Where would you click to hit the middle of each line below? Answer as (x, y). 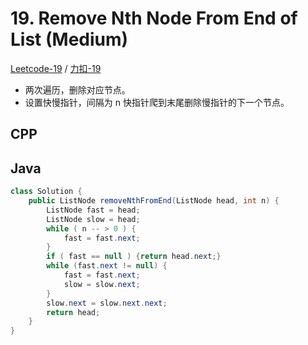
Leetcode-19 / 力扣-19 (56, 68)
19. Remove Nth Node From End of (154, 18)
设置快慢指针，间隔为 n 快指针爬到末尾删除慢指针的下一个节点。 (157, 102)
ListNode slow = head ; (93, 219)
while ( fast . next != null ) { (107, 266)
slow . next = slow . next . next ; (107, 303)
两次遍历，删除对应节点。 (77, 89)
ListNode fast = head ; (93, 210)
